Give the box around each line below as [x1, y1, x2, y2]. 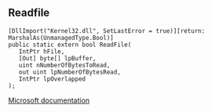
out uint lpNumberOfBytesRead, [18, 68, 122, 76]
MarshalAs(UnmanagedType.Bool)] [8, 34, 114, 42]
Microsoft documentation [8, 96, 90, 105]
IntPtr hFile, [18, 47, 65, 56]
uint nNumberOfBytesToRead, [18, 61, 111, 69]
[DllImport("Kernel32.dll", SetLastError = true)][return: [8, 27, 206, 34]
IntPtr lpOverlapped [18, 74, 86, 83]
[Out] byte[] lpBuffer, [18, 54, 97, 62]
